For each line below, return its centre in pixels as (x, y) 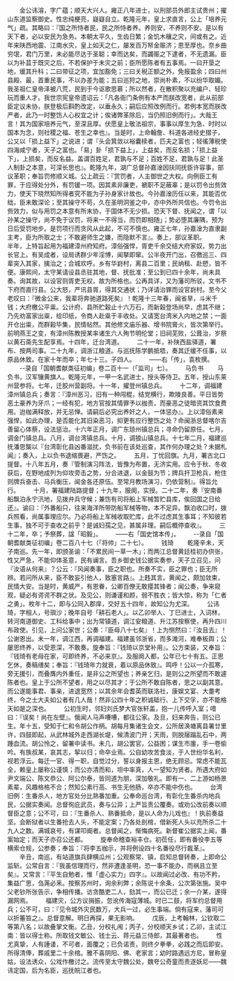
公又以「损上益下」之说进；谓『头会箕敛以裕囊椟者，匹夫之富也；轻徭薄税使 (117, 141)
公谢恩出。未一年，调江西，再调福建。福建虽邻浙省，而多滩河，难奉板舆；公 (117, 639)
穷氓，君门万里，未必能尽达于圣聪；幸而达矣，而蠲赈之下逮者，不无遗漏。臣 (117, 54)
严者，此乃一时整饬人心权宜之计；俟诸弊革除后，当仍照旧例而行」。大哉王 (112, 115)
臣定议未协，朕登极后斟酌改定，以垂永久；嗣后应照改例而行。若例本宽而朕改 (117, 106)
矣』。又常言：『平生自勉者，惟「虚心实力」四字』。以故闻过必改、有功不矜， (116, 874)
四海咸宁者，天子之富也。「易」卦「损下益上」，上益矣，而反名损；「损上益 (112, 150)
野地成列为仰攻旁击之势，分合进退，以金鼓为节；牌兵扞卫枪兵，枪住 (129, 473)
